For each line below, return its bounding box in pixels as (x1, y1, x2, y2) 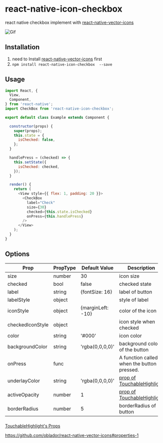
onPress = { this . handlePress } (26, 214, 83, 219)
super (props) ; (14, 128, 42, 133)
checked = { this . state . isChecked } (26, 209, 92, 214)
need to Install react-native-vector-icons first (12, 56, 102, 62)
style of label (119, 296, 149, 303)
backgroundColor (7, 343, 48, 350)
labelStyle (7, 296, 30, 303)
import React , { (5, 88, 38, 93)
